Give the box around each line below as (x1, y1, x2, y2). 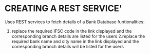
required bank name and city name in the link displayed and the (11, 38, 139, 44)
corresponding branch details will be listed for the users (11, 43, 124, 49)
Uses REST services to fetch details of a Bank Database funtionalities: (4, 19, 145, 25)
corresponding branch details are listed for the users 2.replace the (11, 33, 145, 39)
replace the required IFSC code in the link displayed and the (11, 28, 132, 34)
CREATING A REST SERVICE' (4, 3, 122, 14)
